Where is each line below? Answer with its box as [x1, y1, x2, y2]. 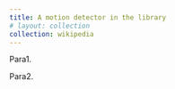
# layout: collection [9, 21, 91, 30]
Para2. [9, 71, 34, 82]
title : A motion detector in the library [9, 12, 167, 22]
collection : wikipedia [9, 29, 94, 38]
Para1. [9, 54, 32, 65]
